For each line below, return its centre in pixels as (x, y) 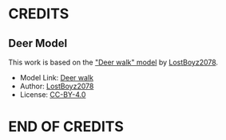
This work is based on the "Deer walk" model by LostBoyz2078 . (113, 62)
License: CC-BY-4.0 (53, 95)
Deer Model (38, 43)
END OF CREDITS (66, 127)
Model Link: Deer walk (57, 78)
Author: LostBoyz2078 (57, 86)
